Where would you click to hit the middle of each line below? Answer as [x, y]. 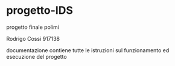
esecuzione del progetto [37, 56]
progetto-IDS [40, 10]
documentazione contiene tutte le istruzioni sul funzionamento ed [88, 50]
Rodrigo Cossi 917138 [33, 38]
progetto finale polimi [33, 27]
